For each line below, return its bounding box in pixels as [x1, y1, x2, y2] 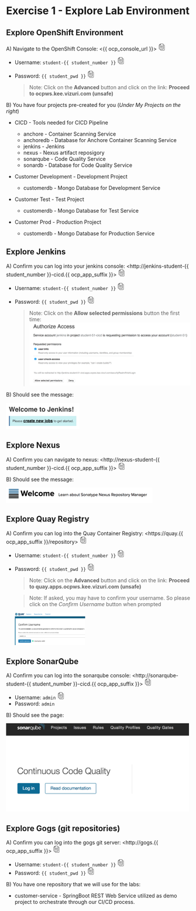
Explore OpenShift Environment [6, 28, 124, 38]
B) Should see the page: [6, 712, 64, 719]
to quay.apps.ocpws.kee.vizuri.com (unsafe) [29, 583, 142, 590]
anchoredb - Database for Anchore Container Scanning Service [23, 137, 177, 143]
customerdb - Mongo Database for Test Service [23, 207, 139, 214]
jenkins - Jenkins [23, 143, 65, 150]
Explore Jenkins [6, 247, 66, 257]
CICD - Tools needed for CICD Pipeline [14, 119, 108, 126]
